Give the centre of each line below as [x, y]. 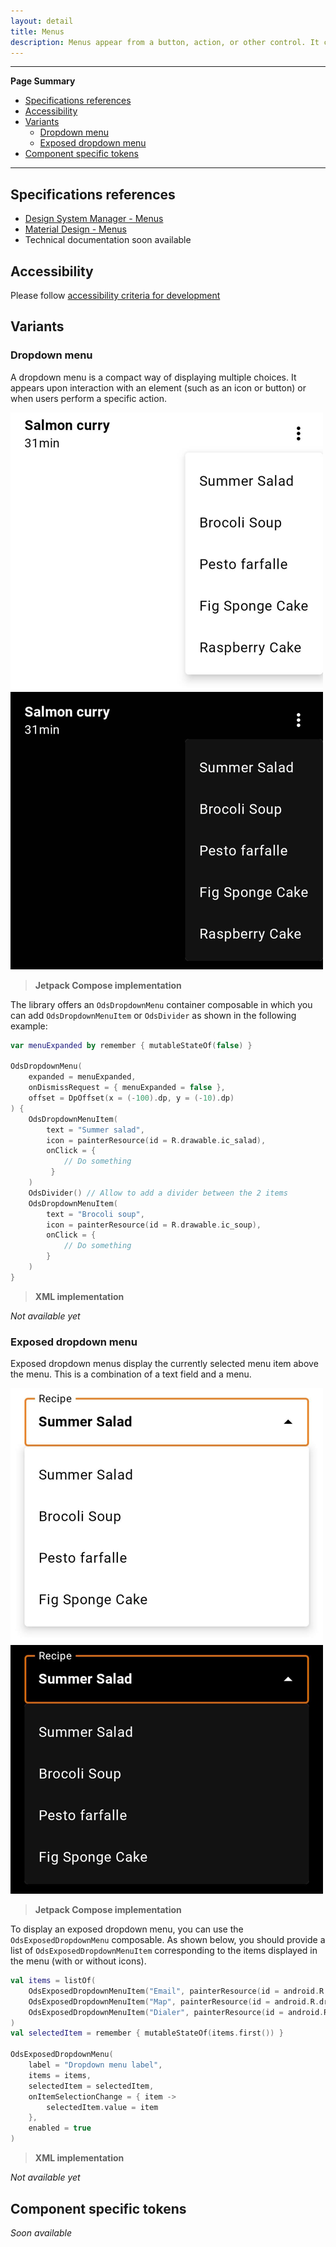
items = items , [60, 2075]
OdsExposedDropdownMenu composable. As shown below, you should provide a [168, 1940]
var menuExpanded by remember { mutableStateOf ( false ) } [131, 1045]
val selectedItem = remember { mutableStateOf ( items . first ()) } [147, 2033]
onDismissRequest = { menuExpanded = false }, [127, 1088]
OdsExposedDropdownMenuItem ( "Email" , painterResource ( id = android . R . [178, 1991]
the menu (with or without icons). [78, 1961]
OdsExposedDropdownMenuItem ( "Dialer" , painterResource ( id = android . [176, 2012]
